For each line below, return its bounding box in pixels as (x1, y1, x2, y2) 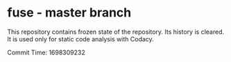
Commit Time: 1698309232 (7, 48, 85, 56)
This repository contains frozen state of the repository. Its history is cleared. (7, 28, 224, 36)
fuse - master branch (7, 5, 132, 21)
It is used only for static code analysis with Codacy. (7, 34, 154, 43)
